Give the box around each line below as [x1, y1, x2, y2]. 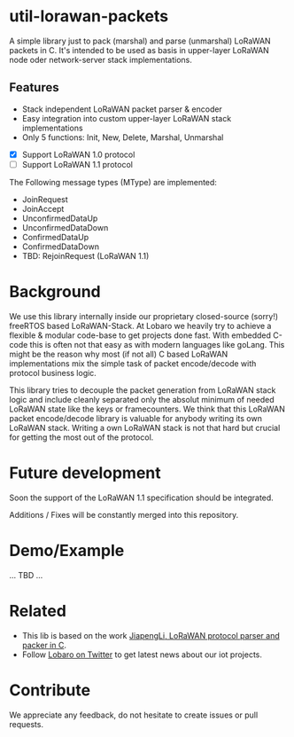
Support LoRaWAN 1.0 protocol [21, 149, 135, 160]
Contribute [9, 680, 91, 700]
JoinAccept [21, 203, 65, 214]
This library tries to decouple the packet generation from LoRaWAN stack [9, 384, 276, 396]
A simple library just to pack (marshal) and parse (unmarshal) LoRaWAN [9, 35, 272, 46]
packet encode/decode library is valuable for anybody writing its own [9, 412, 263, 423]
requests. [9, 718, 44, 729]
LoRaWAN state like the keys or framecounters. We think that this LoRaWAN [9, 404, 285, 414]
